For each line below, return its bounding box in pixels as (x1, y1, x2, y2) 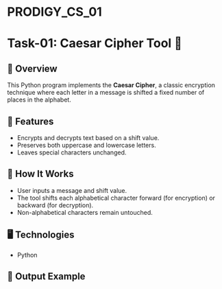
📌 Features (7, 115, 54, 127)
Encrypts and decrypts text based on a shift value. (16, 134, 160, 141)
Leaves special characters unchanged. (16, 148, 127, 157)
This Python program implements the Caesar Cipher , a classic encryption (7, 81, 216, 89)
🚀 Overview (7, 62, 58, 74)
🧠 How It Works (7, 168, 74, 180)
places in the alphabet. (7, 95, 72, 104)
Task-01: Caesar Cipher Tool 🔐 (7, 36, 183, 51)
